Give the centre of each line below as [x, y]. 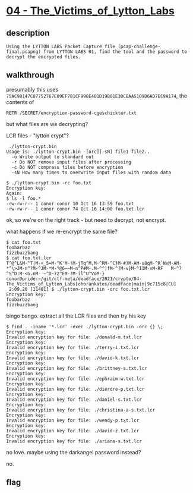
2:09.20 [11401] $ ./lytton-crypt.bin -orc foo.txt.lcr [79, 289]
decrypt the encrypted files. [44, 57]
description [28, 33]
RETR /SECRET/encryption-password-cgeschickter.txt [71, 113]
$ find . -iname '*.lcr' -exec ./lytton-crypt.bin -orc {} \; [85, 326]
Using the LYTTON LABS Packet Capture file [61, 46]
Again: [14, 193]
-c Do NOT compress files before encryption [67, 167]
